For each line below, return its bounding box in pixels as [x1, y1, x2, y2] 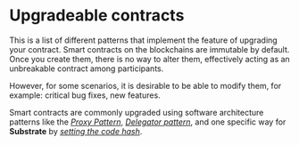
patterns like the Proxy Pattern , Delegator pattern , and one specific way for [9, 117, 287, 127]
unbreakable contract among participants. [9, 63, 164, 74]
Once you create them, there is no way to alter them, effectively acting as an [9, 53, 290, 64]
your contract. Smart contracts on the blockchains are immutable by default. [9, 44, 290, 54]
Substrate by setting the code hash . [9, 125, 143, 136]
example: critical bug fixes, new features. [9, 90, 161, 101]
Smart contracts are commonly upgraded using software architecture [9, 107, 264, 117]
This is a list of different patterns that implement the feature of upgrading [9, 35, 278, 45]
